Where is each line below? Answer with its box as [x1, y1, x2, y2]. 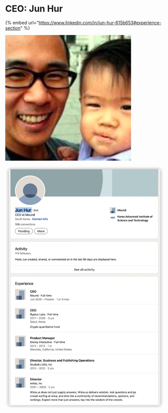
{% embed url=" [5, 20, 39, 26]
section [5, 25, 21, 31]
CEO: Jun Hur [5, 3, 63, 15]
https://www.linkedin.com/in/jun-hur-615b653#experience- [38, 20, 162, 26]
